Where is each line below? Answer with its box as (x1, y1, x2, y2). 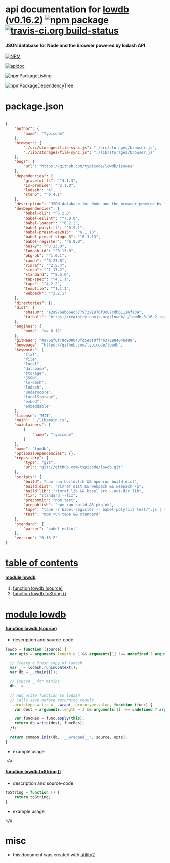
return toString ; (14, 794, 51, 800)
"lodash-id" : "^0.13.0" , (23, 248, 76, 253)
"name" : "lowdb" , (14, 446, 51, 451)
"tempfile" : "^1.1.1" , (23, 286, 71, 291)
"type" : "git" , (23, 460, 56, 465)
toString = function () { (5, 790, 60, 795)
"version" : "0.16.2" (14, 535, 58, 541)
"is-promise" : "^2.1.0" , (23, 183, 76, 188)
